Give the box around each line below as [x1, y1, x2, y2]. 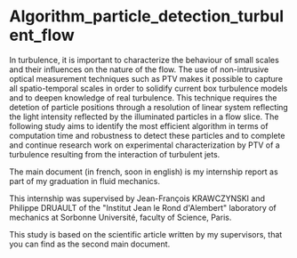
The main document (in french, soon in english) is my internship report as [9, 166, 278, 177]
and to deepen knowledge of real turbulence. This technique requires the [9, 92, 277, 103]
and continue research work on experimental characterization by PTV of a [9, 140, 280, 150]
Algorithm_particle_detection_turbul [9, 6, 285, 27]
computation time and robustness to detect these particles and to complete [9, 130, 285, 141]
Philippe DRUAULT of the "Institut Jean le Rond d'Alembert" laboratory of [9, 202, 277, 213]
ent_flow [9, 25, 76, 45]
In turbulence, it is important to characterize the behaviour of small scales [9, 54, 280, 65]
